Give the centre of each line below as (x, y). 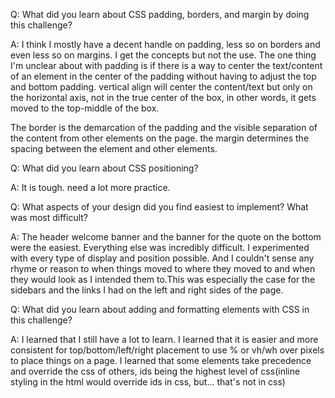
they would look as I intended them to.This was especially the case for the (163, 279)
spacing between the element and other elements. (114, 148)
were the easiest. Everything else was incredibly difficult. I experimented (160, 247)
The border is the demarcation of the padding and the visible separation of (164, 127)
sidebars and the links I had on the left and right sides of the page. (147, 290)
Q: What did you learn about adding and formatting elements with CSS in (160, 309)
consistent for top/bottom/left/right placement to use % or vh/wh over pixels (167, 350)
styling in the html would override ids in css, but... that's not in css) (148, 382)
